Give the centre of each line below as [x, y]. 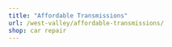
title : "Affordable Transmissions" [68, 16]
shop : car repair [38, 30]
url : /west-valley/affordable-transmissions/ [86, 23]
